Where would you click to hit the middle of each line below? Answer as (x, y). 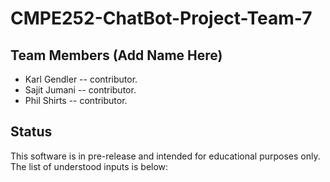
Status (31, 132)
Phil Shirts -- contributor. (76, 100)
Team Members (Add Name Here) (116, 55)
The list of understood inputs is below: (89, 166)
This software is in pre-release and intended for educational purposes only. (165, 156)
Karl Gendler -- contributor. (81, 79)
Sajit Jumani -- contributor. (80, 90)
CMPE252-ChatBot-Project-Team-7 (161, 18)
